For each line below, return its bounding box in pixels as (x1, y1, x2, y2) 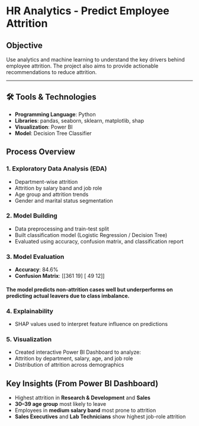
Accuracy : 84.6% (14, 266, 59, 273)
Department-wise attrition (14, 178, 78, 185)
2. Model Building (6, 212, 57, 220)
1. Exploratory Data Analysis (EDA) (6, 165, 107, 173)
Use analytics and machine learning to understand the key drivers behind (6, 56, 185, 63)
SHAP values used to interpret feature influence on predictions (14, 320, 168, 327)
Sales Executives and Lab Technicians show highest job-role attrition (14, 413, 186, 420)
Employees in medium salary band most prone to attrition (14, 407, 156, 414)
